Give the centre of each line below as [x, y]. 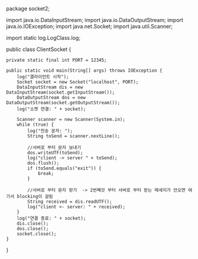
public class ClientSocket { [39, 49]
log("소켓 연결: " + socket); [51, 109]
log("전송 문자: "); [50, 131]
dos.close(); [33, 229]
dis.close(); [33, 223]
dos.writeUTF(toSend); [55, 153]
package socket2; [28, 9]
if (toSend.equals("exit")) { [64, 168]
